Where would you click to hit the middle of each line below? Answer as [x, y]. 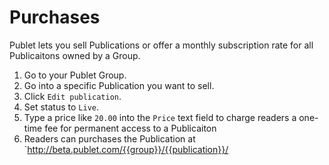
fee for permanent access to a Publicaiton [130, 128]
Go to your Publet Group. [75, 75]
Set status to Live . [61, 107]
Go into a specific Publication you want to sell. [119, 85]
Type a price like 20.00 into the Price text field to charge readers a [160, 117]
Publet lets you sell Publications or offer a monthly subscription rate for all [161, 45]
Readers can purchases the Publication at [109, 138]
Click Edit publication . [72, 96]
